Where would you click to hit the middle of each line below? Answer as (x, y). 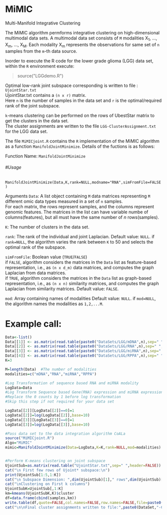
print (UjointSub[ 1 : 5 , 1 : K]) (33, 475)
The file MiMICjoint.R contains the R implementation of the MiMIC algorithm (83, 141)
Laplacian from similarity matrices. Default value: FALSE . (62, 289)
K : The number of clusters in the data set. (47, 227)
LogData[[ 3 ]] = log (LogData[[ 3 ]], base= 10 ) (48, 425)
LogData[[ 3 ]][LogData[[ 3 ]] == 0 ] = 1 (40, 420)
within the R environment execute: (40, 66)
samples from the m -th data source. (41, 51)
